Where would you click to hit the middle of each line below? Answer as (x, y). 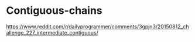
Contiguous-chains (54, 11)
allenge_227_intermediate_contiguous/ (52, 32)
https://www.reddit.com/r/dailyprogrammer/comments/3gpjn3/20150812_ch (97, 26)
